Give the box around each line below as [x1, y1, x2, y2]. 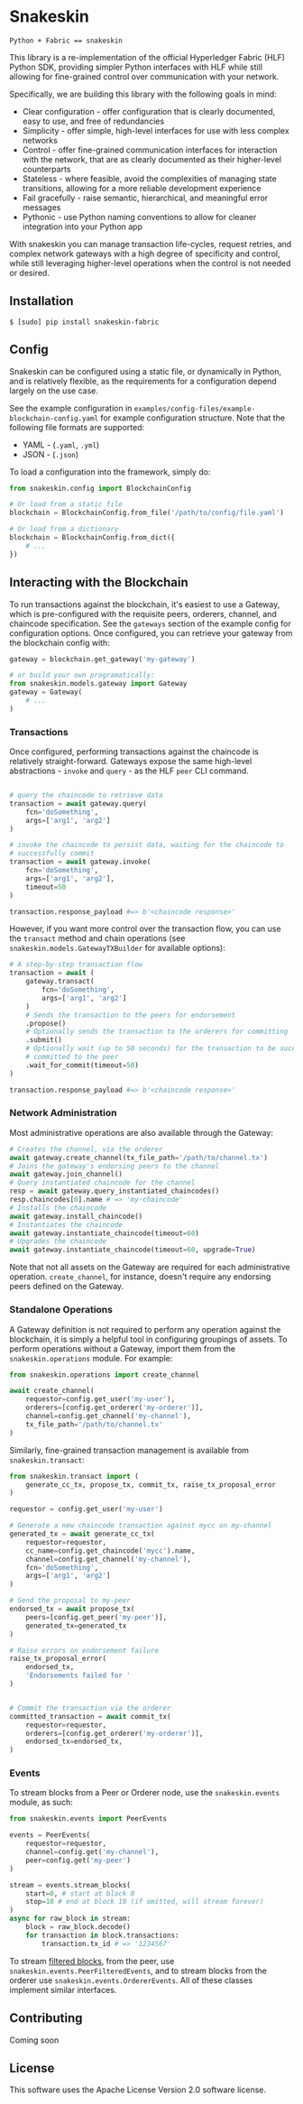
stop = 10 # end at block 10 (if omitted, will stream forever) [25, 1897, 264, 1906]
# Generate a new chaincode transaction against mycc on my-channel [9, 1521, 272, 1530]
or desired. [9, 267, 50, 278]
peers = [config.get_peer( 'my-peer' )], [25, 1612, 168, 1621]
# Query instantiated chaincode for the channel [9, 1178, 196, 1187]
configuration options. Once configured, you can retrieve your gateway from [9, 627, 293, 638]
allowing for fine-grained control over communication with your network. [9, 70, 280, 82]
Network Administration [9, 1107, 117, 1120]
